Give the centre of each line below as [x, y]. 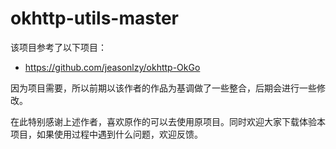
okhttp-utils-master [94, 18]
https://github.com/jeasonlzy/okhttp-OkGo [112, 67]
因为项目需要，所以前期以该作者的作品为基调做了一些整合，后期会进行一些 [163, 88]
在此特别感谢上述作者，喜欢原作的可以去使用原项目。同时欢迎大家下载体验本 [168, 121]
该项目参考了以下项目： [58, 47]
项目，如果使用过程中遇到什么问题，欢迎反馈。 [106, 134]
